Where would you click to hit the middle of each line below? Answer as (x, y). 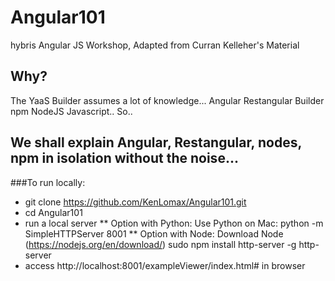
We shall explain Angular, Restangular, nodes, (156, 142)
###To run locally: (48, 182)
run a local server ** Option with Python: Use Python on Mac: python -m (174, 223)
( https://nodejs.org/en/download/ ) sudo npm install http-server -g (160, 244)
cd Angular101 (53, 212)
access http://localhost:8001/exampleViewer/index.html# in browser (165, 265)
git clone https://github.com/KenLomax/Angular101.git (135, 202)
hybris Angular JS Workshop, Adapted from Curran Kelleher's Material (155, 45)
